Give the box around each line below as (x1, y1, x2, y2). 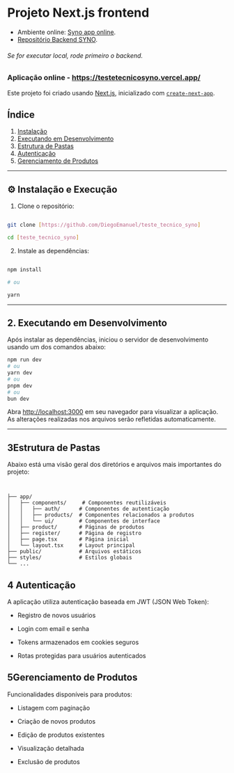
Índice (7, 109, 35, 120)
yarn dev (7, 369, 33, 376)
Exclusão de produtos (17, 757, 80, 766)
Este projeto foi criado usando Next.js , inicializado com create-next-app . (7, 88, 215, 97)
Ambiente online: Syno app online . (17, 28, 116, 36)
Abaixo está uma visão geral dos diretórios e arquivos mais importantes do (7, 461, 221, 469)
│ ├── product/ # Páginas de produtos (7, 524, 145, 531)
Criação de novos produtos (17, 717, 96, 725)
